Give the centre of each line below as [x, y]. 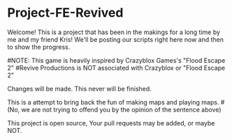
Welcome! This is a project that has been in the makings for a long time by [114, 32]
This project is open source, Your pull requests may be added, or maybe [111, 123]
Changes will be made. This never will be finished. [79, 88]
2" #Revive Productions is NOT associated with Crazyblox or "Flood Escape [116, 68]
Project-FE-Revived [65, 13]
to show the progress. [39, 47]
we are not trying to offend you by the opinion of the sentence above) [121, 109]
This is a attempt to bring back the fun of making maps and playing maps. [113, 102]
